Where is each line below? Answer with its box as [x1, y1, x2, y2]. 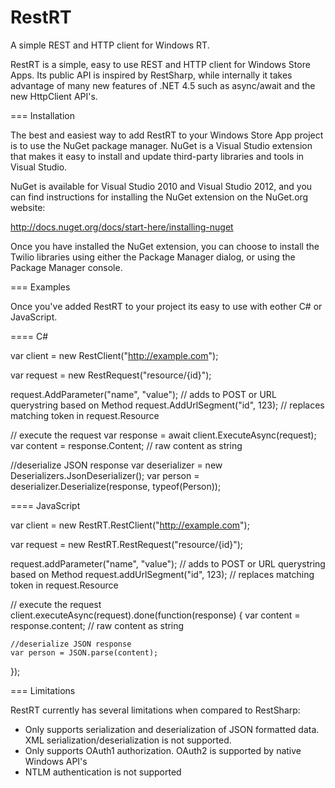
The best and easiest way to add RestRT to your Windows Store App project [10, 129, 324, 141]
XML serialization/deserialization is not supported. [24, 734, 232, 746]
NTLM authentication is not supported [24, 766, 182, 778]
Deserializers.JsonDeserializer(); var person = [10, 469, 200, 481]
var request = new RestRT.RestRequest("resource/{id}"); [10, 538, 244, 550]
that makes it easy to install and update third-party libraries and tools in [10, 150, 305, 162]
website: [10, 201, 46, 213]
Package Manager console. [10, 261, 123, 273]
